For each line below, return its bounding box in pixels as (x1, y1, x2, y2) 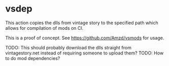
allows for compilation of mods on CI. (5, 25, 84, 31)
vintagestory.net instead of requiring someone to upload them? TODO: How (5, 50, 164, 56)
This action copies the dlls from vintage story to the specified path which (5, 20, 159, 26)
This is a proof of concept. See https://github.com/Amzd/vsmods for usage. (5, 35, 164, 41)
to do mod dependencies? (5, 55, 60, 61)
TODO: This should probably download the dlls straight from (5, 44, 131, 50)
